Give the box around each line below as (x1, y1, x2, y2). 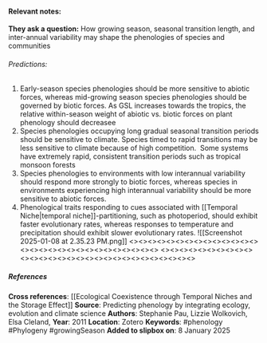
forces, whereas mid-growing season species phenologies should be (19, 93, 247, 102)
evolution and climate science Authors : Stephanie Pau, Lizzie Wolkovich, (8, 309, 248, 318)
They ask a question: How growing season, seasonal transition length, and (8, 24, 255, 34)
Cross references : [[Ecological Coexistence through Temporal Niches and (8, 292, 253, 302)
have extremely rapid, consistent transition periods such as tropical (19, 152, 241, 161)
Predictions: (8, 59, 48, 69)
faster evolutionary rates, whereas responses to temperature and (19, 219, 234, 229)
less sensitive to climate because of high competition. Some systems (19, 144, 249, 153)
